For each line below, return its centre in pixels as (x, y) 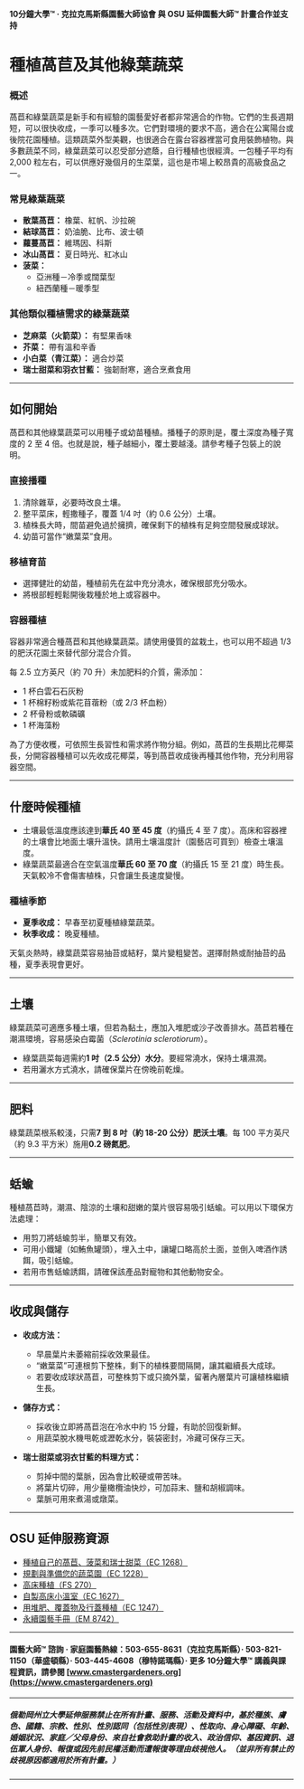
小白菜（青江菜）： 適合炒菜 (73, 358)
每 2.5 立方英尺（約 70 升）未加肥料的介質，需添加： (107, 672)
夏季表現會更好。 (56, 964)
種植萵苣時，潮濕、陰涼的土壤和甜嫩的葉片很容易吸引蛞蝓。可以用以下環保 (147, 1207)
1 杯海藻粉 (41, 725)
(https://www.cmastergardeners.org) (81, 1682)
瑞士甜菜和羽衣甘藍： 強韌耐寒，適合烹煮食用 (106, 369)
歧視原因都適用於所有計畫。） (64, 1760)
